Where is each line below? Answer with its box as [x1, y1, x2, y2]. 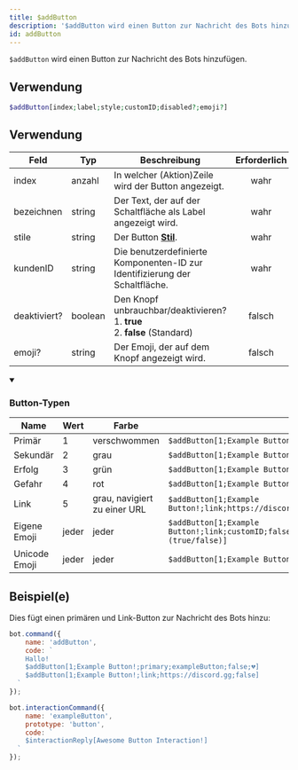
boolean [71, 310, 106, 322]
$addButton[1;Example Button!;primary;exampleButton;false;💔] [25, 663, 260, 672]
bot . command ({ [9, 629, 62, 639]
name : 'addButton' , [25, 638, 98, 647]
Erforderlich [234, 153, 287, 166]
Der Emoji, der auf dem [114, 341, 210, 353]
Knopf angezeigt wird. [114, 351, 206, 364]
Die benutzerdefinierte [114, 245, 208, 257]
